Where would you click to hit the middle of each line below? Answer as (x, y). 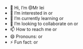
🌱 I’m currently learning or (37, 18)
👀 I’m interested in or (31, 13)
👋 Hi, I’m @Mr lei (27, 8)
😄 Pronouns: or (26, 36)
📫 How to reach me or (33, 29)
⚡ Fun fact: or (24, 42)
